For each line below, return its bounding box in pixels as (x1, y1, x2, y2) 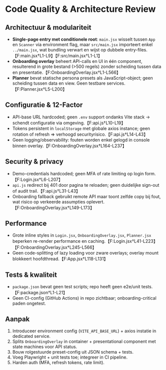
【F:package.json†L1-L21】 (12, 290, 68, 296)
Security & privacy (5, 158, 63, 166)
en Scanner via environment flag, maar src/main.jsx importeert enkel (12, 42, 153, 48)
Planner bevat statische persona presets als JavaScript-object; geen (12, 75, 153, 81)
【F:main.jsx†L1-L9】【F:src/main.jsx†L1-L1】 (12, 53, 103, 58)
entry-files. (125, 47, 148, 53)
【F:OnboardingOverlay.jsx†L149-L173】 (12, 205, 95, 211)
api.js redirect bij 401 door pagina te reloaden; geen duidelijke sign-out (12, 182, 160, 188)
